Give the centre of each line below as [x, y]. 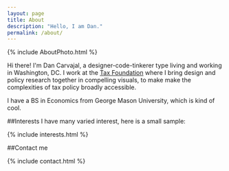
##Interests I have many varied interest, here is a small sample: [96, 122]
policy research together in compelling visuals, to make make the [99, 80]
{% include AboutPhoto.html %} [52, 52]
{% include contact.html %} [46, 161]
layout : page [26, 13]
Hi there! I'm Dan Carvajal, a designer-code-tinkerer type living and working [115, 65]
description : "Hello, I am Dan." [55, 26]
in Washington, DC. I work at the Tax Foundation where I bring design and [111, 73]
